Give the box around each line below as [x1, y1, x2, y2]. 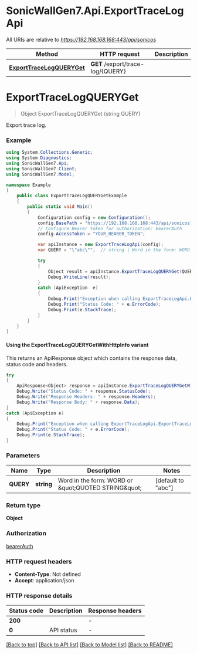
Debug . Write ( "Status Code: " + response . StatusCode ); [16, 389, 151, 395]
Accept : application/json [14, 577, 74, 584]
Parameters [6, 451, 40, 459]
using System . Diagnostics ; [6, 155, 72, 161]
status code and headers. [6, 360, 68, 368]
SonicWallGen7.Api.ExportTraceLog [6, 4, 184, 18]
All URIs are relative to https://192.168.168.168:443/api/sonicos [6, 36, 157, 43]
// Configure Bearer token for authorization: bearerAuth [37, 225, 182, 231]
